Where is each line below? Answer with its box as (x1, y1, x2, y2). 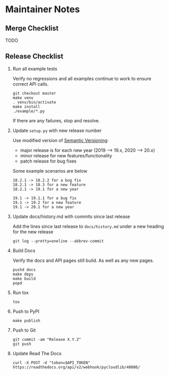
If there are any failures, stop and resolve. (12, 117, 100, 123)
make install (12, 104, 41, 109)
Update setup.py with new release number (12, 127, 102, 133)
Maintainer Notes (5, 4, 80, 15)
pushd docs (12, 267, 36, 272)
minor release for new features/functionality (20, 152, 113, 158)
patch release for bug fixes (20, 158, 77, 164)
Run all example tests (12, 65, 57, 72)
